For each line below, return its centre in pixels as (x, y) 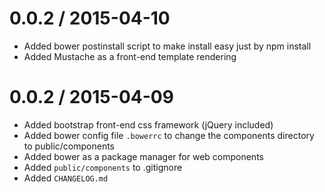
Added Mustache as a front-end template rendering (130, 56)
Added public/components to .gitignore (103, 167)
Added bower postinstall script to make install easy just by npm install (167, 46)
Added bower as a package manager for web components (143, 156)
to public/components (69, 146)
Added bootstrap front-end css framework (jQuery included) (148, 124)
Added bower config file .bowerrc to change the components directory (169, 135)
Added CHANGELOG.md (66, 178)
